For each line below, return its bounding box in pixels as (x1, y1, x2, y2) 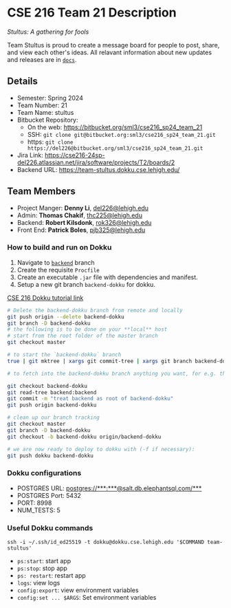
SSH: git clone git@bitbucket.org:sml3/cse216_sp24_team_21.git (27, 130, 216, 138)
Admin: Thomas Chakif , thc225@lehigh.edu (16, 211, 143, 219)
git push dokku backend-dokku (7, 452, 94, 459)
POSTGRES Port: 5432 (16, 491, 81, 499)
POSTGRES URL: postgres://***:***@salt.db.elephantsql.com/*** (16, 484, 202, 492)
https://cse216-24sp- (44, 151, 105, 159)
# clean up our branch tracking (7, 414, 100, 421)
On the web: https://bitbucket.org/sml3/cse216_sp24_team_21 (27, 122, 203, 131)
